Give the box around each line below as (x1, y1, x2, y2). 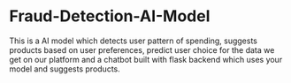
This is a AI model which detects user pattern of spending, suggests (9, 35, 258, 46)
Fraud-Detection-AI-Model (9, 6, 211, 26)
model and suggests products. (9, 64, 121, 74)
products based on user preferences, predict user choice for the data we (9, 44, 275, 55)
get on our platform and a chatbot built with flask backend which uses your (9, 54, 283, 64)
